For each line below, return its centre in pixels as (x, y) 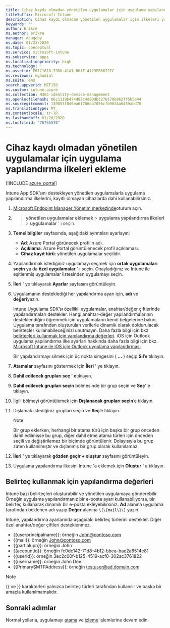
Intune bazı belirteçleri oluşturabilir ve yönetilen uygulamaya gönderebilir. (82, 494)
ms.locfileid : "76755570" (33, 123)
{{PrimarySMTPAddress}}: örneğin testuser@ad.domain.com (76, 567)
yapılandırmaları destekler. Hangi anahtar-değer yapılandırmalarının (83, 314)
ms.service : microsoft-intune (38, 52)
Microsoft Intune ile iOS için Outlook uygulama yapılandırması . (77, 346)
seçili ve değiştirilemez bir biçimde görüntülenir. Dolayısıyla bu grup (83, 441)
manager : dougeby (24, 38)
